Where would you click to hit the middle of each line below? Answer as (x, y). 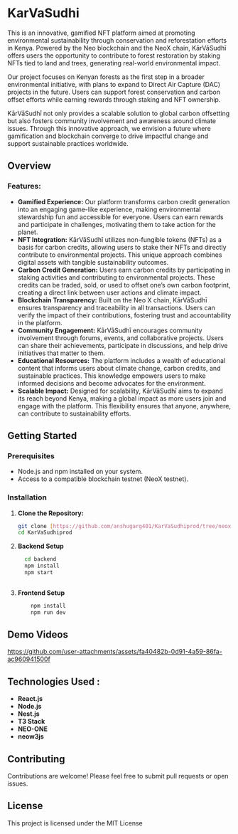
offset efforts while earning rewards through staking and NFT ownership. (114, 99)
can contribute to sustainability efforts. (74, 413)
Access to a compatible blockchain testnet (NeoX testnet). (103, 479)
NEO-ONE (33, 729)
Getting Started (42, 436)
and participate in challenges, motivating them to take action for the (117, 224)
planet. (28, 232)
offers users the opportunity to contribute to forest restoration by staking (114, 56)
